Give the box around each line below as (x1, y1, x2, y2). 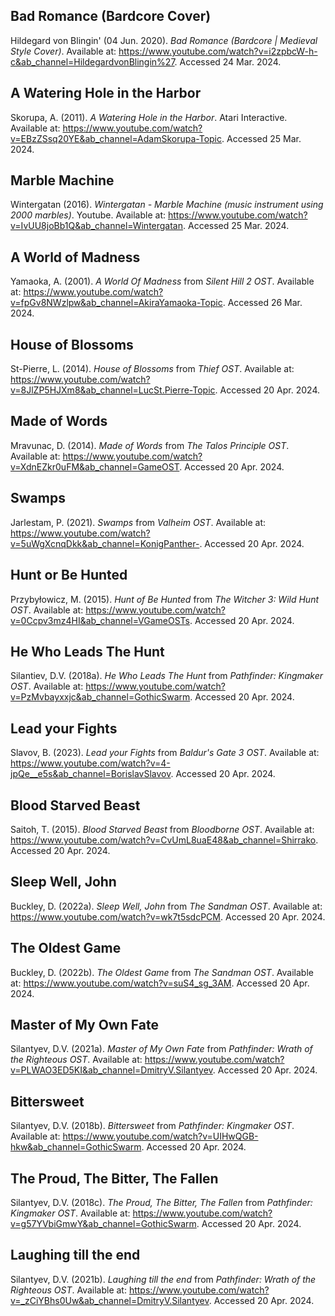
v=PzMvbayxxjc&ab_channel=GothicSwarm (10, 691, 191, 703)
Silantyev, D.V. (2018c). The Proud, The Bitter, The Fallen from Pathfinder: (10, 1197, 313, 1208)
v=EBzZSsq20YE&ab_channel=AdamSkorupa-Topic (10, 132, 222, 144)
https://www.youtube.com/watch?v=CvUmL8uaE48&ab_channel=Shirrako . (10, 834, 319, 846)
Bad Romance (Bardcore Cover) (10, 8, 212, 25)
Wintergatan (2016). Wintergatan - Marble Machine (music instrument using (10, 199, 324, 211)
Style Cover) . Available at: (10, 45, 117, 57)
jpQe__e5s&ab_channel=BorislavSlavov (10, 768, 172, 780)
